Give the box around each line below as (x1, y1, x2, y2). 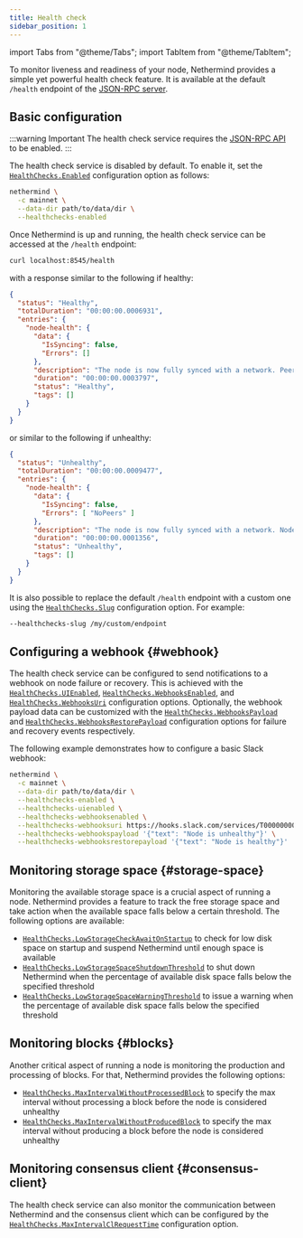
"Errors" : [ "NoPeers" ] (41, 508, 135, 518)
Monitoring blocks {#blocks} (9, 1036, 174, 1051)
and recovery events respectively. (9, 726, 135, 736)
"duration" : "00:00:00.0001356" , (32, 534, 160, 543)
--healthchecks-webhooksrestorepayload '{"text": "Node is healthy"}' (17, 838, 289, 847)
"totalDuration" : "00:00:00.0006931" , (17, 306, 164, 316)
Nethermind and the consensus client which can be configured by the (9, 1208, 269, 1220)
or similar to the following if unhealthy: (9, 432, 151, 443)
